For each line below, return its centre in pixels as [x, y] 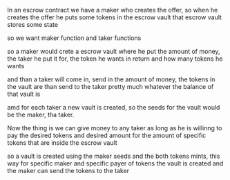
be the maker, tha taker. [41, 114]
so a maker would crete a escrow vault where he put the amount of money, [114, 51]
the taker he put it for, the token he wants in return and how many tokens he [115, 59]
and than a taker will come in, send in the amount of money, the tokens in [111, 79]
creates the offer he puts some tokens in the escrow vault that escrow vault [115, 17]
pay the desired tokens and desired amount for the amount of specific [107, 135]
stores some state [33, 24]
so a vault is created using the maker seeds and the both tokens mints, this [114, 156]
